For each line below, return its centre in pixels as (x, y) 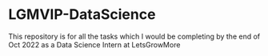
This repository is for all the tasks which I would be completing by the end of (134, 36)
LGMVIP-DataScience (82, 15)
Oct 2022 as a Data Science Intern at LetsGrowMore (94, 44)
